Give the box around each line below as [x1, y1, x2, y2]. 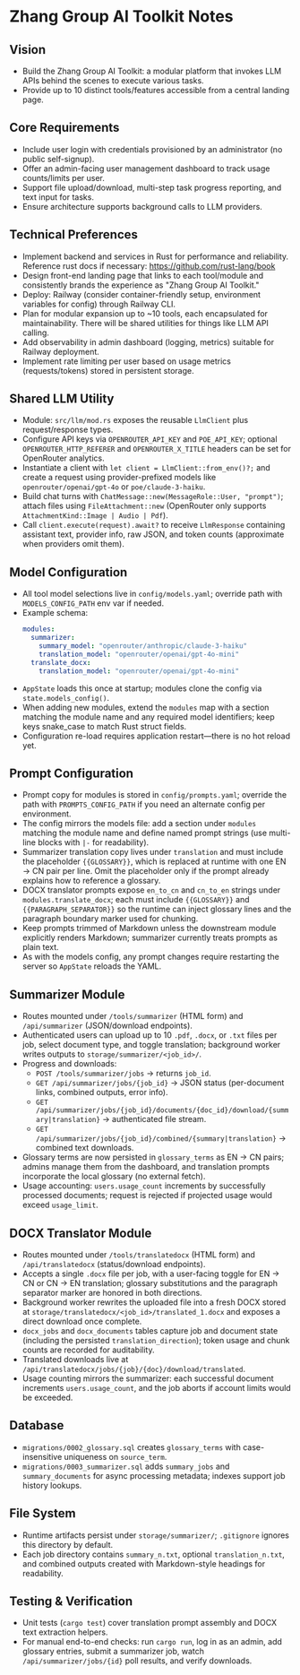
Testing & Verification [9, 1593, 133, 1609]
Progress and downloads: [21, 1058, 117, 1069]
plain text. [21, 942, 60, 953]
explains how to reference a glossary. [21, 876, 161, 886]
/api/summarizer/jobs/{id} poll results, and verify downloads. [21, 1655, 253, 1666]
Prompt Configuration [9, 765, 134, 781]
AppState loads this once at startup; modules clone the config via [21, 683, 262, 694]
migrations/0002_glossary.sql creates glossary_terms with [21, 1441, 242, 1453]
